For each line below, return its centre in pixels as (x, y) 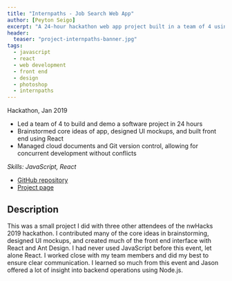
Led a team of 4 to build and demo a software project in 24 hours (110, 124)
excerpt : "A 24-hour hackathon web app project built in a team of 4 (109, 26)
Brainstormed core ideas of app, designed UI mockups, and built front (117, 132)
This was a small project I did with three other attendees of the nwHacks (110, 226)
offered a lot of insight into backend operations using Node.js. (95, 270)
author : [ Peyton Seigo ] (41, 20)
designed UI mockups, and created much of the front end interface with (109, 240)
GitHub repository (42, 180)
